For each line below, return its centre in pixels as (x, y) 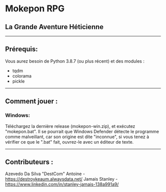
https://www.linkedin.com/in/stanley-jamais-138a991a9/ (62, 184)
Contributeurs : (29, 162)
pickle (18, 81)
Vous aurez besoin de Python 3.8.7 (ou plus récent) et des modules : (75, 61)
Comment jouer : (31, 101)
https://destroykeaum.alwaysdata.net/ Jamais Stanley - (62, 179)
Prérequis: (21, 49)
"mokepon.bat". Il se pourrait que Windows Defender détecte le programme (82, 131)
